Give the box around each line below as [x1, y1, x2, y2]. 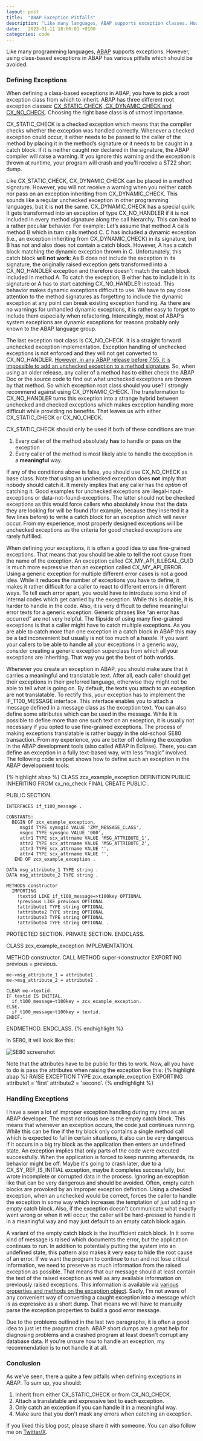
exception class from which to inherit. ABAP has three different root [6, 96, 174, 103]
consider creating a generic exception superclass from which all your [6, 647, 179, 655]
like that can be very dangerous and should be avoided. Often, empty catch [6, 1179, 195, 1186]
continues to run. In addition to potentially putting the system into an [6, 1242, 176, 1249]
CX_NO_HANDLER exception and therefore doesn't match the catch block [6, 267, 190, 275]
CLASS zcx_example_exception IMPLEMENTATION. [6, 942, 134, 950]
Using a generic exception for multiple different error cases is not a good [6, 570, 188, 578]
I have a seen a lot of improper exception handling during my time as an [6, 1108, 185, 1116]
